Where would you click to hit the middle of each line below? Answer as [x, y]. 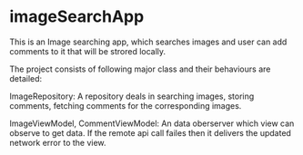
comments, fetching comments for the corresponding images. [126, 105]
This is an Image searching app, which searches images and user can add [148, 42]
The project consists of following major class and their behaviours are [140, 69]
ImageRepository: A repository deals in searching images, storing [132, 96]
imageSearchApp [77, 17]
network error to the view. [58, 142]
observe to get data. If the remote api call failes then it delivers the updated [150, 132]
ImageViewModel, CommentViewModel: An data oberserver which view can [152, 123]
